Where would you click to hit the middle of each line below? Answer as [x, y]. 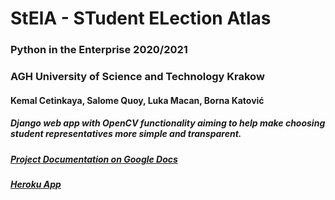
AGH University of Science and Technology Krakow [137, 77]
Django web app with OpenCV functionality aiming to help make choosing [168, 123]
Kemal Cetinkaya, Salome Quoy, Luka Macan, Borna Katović [137, 100]
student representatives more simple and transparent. [126, 134]
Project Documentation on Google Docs [94, 159]
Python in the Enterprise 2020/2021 [99, 50]
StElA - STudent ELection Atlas [141, 18]
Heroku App [36, 184]
